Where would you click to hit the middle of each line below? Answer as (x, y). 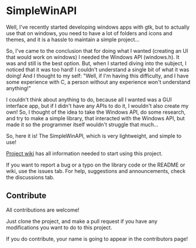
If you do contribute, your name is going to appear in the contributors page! (97, 239)
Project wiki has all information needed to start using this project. (84, 153)
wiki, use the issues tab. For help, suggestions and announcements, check (96, 171)
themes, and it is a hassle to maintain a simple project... (73, 39)
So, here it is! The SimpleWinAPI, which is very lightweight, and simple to (94, 135)
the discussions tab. (30, 177)
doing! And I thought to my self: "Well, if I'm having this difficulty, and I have (97, 76)
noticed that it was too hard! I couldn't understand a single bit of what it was (98, 69)
